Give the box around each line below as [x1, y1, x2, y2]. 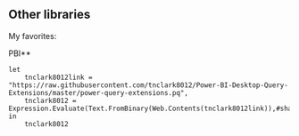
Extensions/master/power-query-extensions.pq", [8, 88, 189, 97]
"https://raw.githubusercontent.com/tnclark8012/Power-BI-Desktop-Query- [8, 80, 289, 90]
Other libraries [8, 7, 91, 22]
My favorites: [8, 30, 57, 41]
